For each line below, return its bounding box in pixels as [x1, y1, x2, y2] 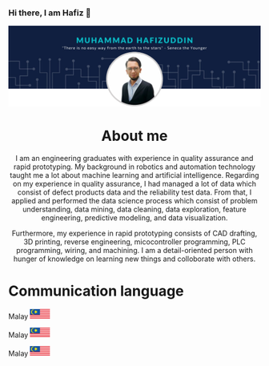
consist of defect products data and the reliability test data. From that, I [17, 187, 252, 197]
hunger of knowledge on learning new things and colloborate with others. [13, 254, 256, 263]
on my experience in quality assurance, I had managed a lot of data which [13, 179, 256, 189]
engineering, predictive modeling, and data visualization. [41, 213, 228, 223]
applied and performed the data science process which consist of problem [11, 196, 258, 206]
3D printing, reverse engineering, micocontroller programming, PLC [23, 237, 246, 247]
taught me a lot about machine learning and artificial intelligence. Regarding [10, 171, 259, 180]
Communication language [8, 282, 184, 300]
